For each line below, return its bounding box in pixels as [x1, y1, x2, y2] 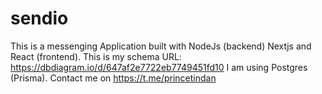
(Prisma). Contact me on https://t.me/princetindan [10, 72, 217, 84]
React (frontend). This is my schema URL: [10, 50, 182, 62]
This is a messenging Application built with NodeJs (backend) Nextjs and [10, 40, 312, 52]
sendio [10, 7, 69, 30]
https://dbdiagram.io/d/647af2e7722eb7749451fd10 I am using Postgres [10, 61, 308, 73]
